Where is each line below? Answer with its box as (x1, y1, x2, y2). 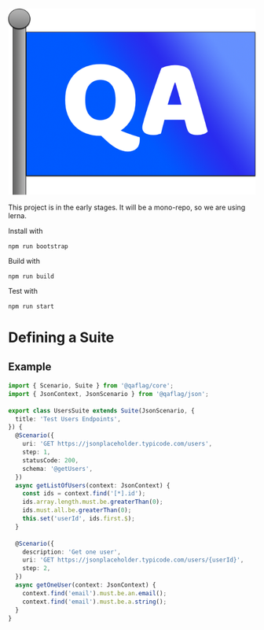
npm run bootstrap (8, 243, 68, 250)
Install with (8, 226, 43, 235)
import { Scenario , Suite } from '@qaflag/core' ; (8, 382, 174, 390)
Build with (8, 257, 41, 265)
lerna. (8, 211, 27, 220)
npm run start (8, 302, 55, 310)
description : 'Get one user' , (22, 548, 122, 556)
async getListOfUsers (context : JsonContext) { (15, 481, 170, 489)
